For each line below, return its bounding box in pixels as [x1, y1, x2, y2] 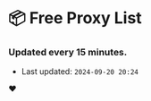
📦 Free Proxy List [8, 8, 142, 29]
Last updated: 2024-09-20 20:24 [21, 66, 139, 77]
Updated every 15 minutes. [8, 46, 128, 59]
